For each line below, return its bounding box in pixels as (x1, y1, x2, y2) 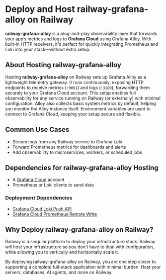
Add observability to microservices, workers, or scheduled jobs (12, 149, 143, 155)
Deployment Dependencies (5, 194, 73, 201)
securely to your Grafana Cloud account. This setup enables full (5, 90, 136, 95)
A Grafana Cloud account (12, 177, 65, 183)
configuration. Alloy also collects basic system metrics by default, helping (5, 100, 156, 106)
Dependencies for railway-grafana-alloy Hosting (5, 163, 159, 172)
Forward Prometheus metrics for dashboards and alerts (12, 144, 126, 150)
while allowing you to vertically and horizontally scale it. (5, 249, 119, 255)
